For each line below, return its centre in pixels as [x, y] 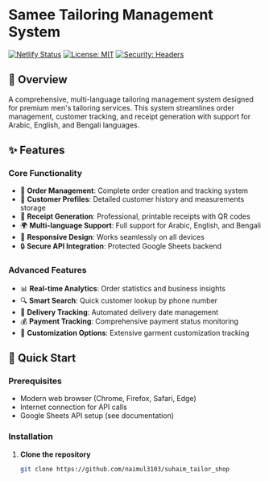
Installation [31, 437]
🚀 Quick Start [42, 358]
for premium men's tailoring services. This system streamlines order [122, 107]
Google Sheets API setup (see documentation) [97, 416]
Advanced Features [48, 270]
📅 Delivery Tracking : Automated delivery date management [119, 312]
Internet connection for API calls [73, 407]
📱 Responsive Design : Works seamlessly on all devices [112, 237]
